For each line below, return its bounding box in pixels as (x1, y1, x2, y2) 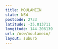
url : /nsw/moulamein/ (5, 31, 51, 36)
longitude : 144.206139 (5, 27, 53, 32)
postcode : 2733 (5, 17, 37, 22)
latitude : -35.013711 (5, 21, 51, 27)
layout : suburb (5, 36, 37, 41)
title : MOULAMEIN (5, 7, 42, 13)
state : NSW (5, 12, 28, 17)
